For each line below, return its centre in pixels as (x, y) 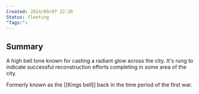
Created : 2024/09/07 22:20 (40, 12)
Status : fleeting (28, 17)
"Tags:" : (17, 22)
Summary (25, 46)
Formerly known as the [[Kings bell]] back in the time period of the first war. (99, 85)
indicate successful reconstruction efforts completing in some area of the (96, 67)
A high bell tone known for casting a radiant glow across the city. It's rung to (100, 61)
